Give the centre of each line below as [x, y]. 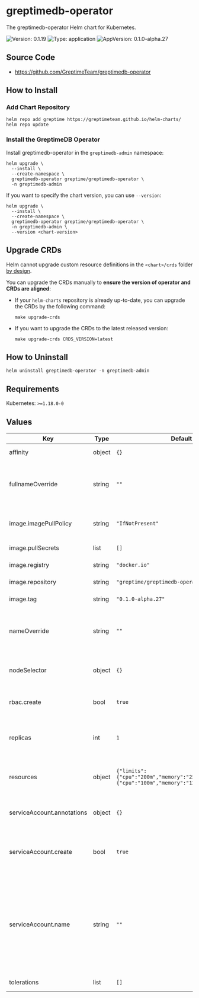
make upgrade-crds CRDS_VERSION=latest [64, 339]
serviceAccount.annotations [48, 812]
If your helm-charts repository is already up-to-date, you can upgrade [100, 300]
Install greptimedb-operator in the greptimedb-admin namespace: [85, 152]
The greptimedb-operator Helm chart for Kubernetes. [71, 27]
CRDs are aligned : [29, 288]
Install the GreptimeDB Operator [53, 139]
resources [23, 777]
